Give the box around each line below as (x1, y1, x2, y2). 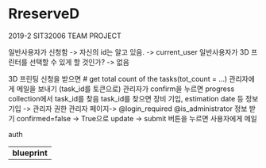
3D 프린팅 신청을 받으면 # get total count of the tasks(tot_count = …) (8, 74, 228, 83)
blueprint (12, 147, 48, 158)
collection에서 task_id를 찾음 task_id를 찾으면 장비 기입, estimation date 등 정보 (8, 94, 259, 103)
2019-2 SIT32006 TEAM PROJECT (8, 31, 121, 40)
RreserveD (8, 5, 80, 23)
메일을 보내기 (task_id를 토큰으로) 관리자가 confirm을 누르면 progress (16, 84, 235, 94)
